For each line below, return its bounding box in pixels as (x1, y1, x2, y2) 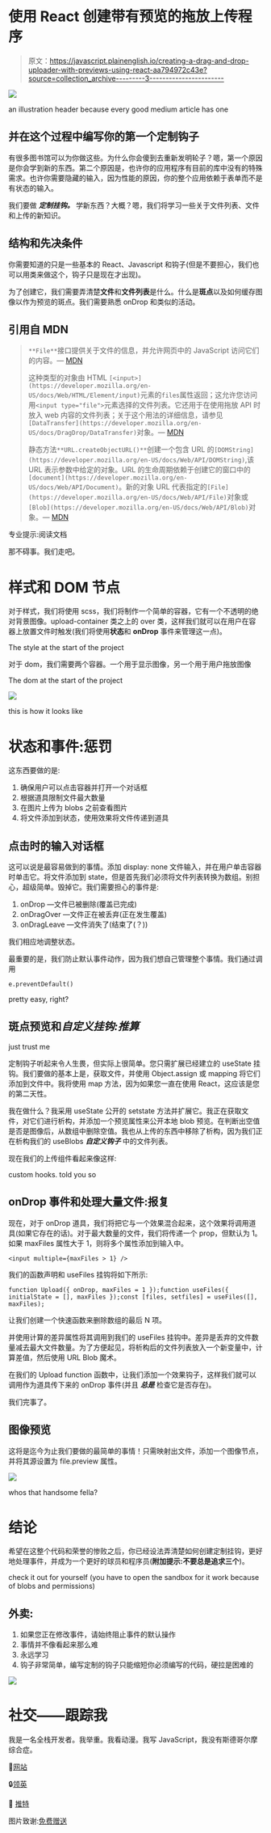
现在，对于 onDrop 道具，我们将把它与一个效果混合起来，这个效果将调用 (8, 1218, 249, 1227)
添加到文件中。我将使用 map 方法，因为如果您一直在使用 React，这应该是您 (8, 1079, 261, 1088)
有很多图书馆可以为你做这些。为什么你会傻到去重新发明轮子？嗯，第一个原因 (8, 153, 263, 163)
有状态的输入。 (8, 183, 58, 192)
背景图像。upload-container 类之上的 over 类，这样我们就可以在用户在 (15, 616, 249, 627)
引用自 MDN (8, 323, 69, 336)
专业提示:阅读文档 (8, 530, 68, 539)
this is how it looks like (8, 707, 83, 716)
